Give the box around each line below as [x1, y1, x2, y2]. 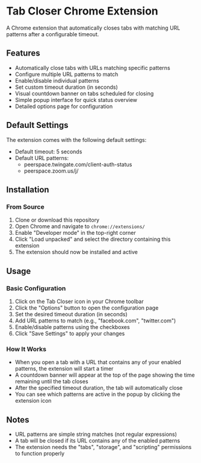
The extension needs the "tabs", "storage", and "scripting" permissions [14, 444, 192, 451]
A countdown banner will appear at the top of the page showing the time [14, 371, 195, 378]
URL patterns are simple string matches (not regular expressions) [14, 430, 178, 438]
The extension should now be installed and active [14, 249, 138, 256]
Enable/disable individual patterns [14, 77, 99, 84]
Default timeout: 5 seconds [14, 148, 82, 155]
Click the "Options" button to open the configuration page [14, 304, 159, 311]
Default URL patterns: [14, 154, 69, 161]
